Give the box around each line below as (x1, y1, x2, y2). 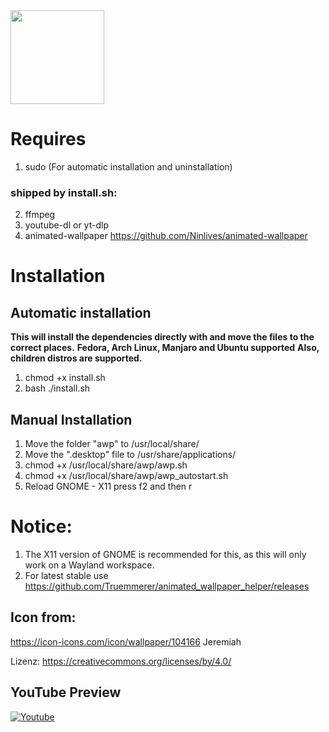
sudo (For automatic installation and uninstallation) (24, 160, 233, 173)
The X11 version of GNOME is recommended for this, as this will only (24, 548, 307, 560)
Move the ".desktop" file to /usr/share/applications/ (24, 449, 237, 461)
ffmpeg (24, 209, 56, 221)
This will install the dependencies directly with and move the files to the (10, 331, 315, 343)
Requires (10, 128, 87, 151)
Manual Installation (10, 411, 133, 428)
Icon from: (10, 609, 77, 626)
